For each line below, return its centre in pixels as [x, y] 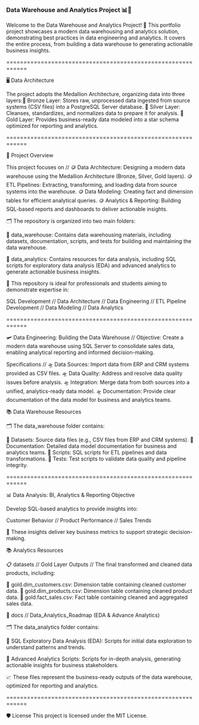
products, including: [31, 573]
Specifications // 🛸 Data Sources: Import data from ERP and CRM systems [98, 364]
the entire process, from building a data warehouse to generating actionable [99, 44]
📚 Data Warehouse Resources [44, 412]
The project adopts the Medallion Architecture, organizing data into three [96, 94]
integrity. [17, 465]
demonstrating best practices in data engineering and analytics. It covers [96, 38]
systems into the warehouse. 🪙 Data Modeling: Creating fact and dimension [100, 192]
